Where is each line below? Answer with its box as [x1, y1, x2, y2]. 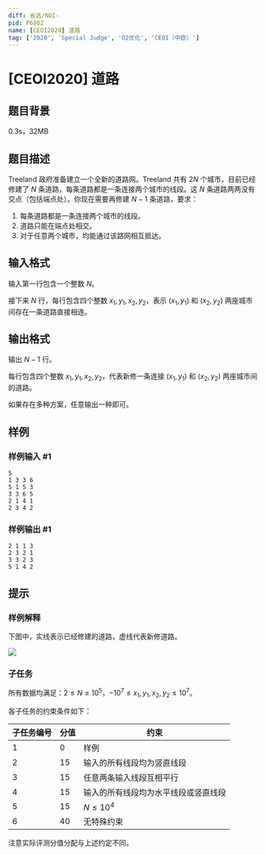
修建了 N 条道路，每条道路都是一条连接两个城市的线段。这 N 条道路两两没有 [8, 184, 256, 194]
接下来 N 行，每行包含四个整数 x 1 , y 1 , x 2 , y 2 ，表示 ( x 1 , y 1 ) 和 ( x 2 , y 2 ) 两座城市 [8, 295, 253, 307]
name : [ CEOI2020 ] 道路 [8, 26, 81, 34]
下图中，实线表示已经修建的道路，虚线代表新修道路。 [8, 631, 182, 641]
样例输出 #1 [8, 523, 51, 534]
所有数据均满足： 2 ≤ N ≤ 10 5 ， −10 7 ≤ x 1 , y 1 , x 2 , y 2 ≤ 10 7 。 [8, 686, 197, 699]
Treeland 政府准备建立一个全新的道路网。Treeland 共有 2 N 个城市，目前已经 [8, 175, 256, 184]
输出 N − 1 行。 [8, 355, 57, 364]
